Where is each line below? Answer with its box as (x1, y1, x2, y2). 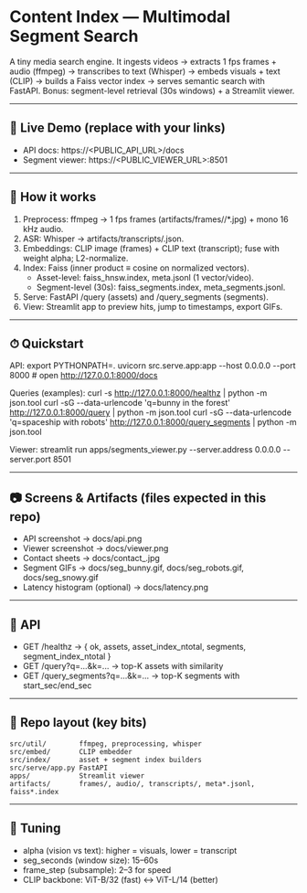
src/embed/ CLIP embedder (9, 747, 132, 756)
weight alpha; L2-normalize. (22, 252, 129, 263)
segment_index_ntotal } (22, 651, 111, 662)
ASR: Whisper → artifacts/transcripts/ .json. (22, 233, 185, 244)
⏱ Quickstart (9, 335, 84, 351)
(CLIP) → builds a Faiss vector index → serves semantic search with (9, 75, 265, 86)
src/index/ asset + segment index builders (9, 755, 203, 764)
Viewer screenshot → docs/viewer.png (22, 543, 169, 554)
